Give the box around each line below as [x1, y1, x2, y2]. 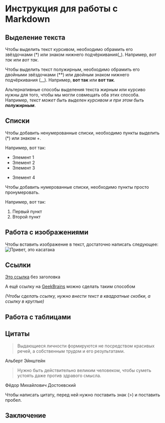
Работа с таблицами [5, 313, 71, 321]
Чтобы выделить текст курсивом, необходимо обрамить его [5, 47, 133, 52]
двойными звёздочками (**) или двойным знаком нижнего [5, 72, 130, 77]
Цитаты [5, 330, 30, 338]
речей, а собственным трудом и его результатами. [17, 348, 125, 354]
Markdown [5, 13, 50, 25]
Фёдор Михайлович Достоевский [5, 382, 76, 388]
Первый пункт [12, 209, 42, 214]
